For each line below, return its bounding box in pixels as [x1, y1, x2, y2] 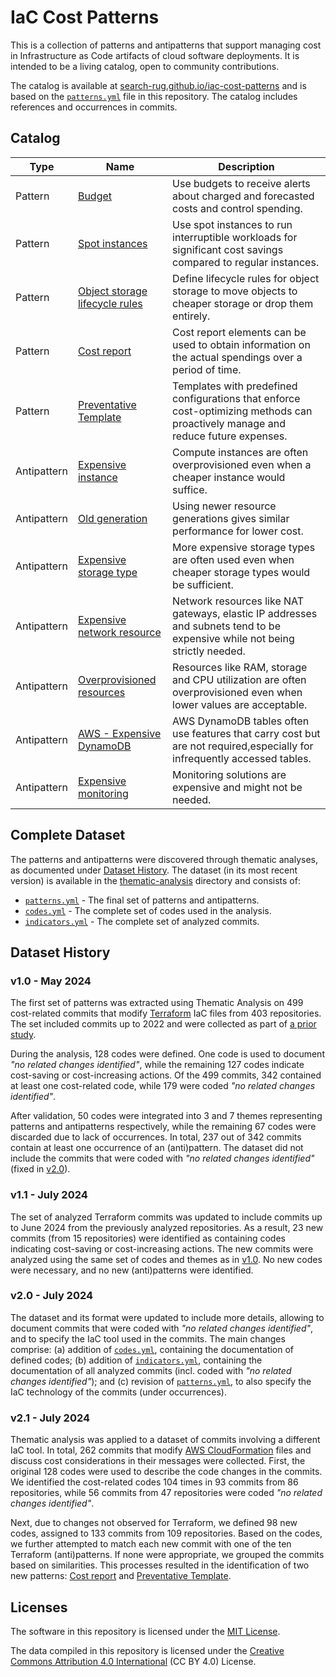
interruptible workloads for [172, 230, 298, 244]
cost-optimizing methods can [172, 404, 313, 418]
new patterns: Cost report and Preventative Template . [10, 1570, 232, 1582]
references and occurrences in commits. [10, 101, 178, 113]
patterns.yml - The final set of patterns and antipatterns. [24, 894, 260, 906]
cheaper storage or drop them [172, 296, 314, 310]
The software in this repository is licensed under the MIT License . [10, 1625, 281, 1637]
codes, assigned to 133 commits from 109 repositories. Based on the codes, [10, 1527, 323, 1540]
